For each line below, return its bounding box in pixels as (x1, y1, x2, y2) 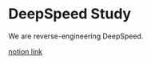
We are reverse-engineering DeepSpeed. (8, 31, 144, 41)
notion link (8, 46, 42, 56)
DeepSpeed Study (8, 5, 132, 23)
